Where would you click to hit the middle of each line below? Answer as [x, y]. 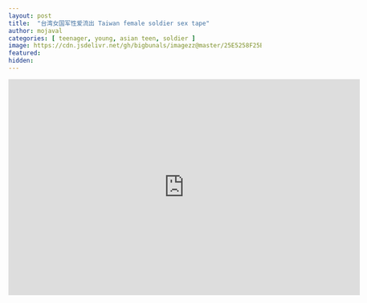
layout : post [30, 16]
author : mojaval [35, 31]
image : [19, 46]
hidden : [21, 61]
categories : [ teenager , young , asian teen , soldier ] [102, 38]
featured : [25, 53]
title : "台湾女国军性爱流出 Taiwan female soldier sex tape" [109, 23]
